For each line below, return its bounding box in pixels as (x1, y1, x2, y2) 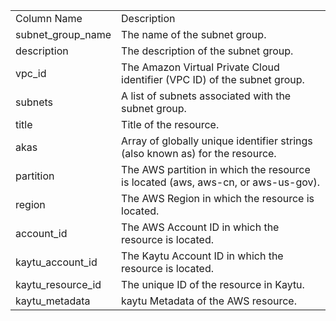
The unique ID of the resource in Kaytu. (121, 278, 305, 291)
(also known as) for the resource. (121, 147, 277, 160)
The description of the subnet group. (121, 44, 294, 58)
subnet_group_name (15, 28, 112, 41)
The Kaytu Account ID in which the (121, 249, 284, 263)
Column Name (15, 12, 83, 25)
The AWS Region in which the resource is (121, 192, 315, 205)
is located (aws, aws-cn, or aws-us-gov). (121, 175, 321, 189)
